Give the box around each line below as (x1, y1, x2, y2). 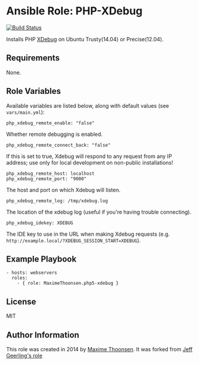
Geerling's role (6, 352, 43, 359)
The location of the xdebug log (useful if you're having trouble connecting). (6, 208, 192, 215)
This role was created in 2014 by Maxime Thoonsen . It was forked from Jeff (6, 346, 193, 352)
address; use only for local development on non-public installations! (6, 159, 173, 166)
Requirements (6, 53, 60, 63)
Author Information (6, 330, 79, 340)
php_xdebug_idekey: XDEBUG (6, 220, 74, 226)
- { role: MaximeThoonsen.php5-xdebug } (17, 280, 119, 287)
